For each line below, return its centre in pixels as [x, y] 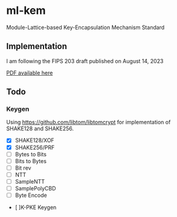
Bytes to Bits [31, 154]
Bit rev [23, 168]
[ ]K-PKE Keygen [36, 207]
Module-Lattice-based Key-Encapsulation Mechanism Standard [85, 27]
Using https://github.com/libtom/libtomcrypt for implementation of [88, 122]
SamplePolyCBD [35, 188]
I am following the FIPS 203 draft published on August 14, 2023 [85, 61]
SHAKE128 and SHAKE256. [40, 129]
